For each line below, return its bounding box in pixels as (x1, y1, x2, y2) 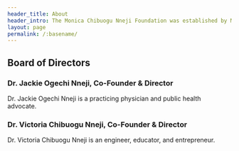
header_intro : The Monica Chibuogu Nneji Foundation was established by (7, 17, 228, 24)
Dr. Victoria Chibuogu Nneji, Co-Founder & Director (7, 119, 187, 129)
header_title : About (7, 10, 69, 18)
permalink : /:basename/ (7, 30, 78, 38)
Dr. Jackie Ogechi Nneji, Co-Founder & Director (7, 78, 174, 88)
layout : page (7, 24, 46, 31)
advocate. (7, 101, 37, 110)
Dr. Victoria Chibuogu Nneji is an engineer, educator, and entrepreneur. (7, 136, 216, 145)
